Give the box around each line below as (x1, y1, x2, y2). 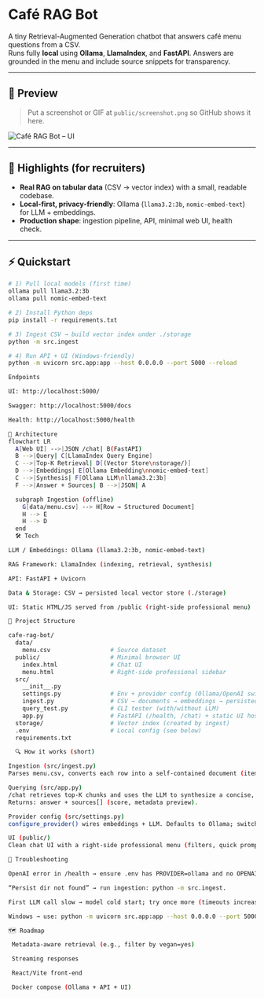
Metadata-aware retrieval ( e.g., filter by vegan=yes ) (11, 941, 195, 949)
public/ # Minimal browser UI (15, 653, 181, 662)
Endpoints (8, 374, 41, 382)
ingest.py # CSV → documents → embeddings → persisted (22, 698, 258, 706)
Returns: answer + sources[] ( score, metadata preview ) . (8, 798, 199, 806)
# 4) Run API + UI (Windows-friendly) (8, 352, 135, 359)
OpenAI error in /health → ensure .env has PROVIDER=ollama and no (8, 870, 234, 878)
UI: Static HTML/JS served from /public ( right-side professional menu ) (8, 603, 251, 611)
